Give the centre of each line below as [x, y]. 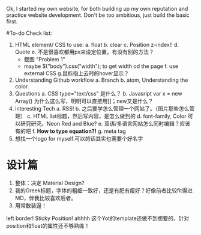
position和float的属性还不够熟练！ [48, 225]
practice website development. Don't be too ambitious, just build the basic [98, 15]
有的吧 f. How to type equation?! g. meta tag [70, 131]
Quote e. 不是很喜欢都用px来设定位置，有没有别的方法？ [84, 52]
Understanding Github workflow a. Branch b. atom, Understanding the [101, 80]
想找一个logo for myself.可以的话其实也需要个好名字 [79, 139]
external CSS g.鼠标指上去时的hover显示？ [76, 73]
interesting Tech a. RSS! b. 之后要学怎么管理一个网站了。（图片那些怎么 [102, 108]
